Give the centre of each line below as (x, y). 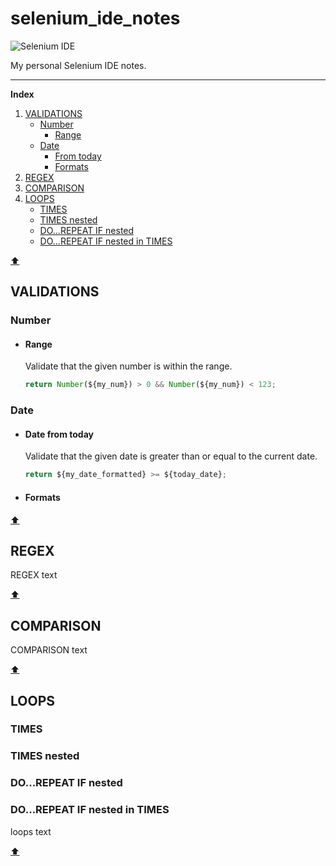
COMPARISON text (49, 650)
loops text (31, 831)
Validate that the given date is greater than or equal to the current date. (171, 456)
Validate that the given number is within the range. (128, 366)
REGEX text (34, 575)
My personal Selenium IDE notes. (78, 65)
